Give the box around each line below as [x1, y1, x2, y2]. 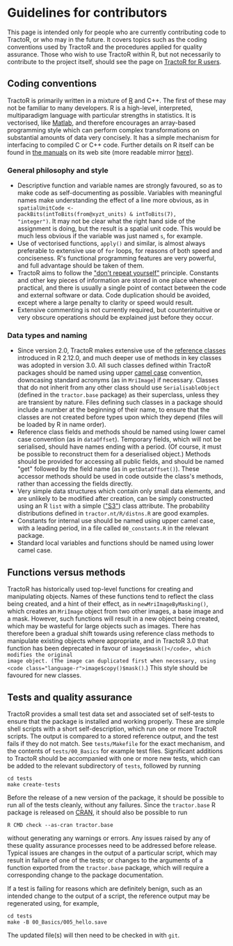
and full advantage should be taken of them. [17, 261, 145, 270]
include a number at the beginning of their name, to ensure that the [17, 405, 210, 414]
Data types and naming [7, 330, 88, 340]
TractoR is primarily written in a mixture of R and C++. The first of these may [7, 96, 226, 104]
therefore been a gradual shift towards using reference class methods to [7, 629, 215, 638]
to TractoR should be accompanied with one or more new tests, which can [7, 754, 220, 762]
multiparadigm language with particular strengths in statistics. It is [7, 111, 196, 119]
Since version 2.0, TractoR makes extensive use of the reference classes [17, 346, 226, 355]
